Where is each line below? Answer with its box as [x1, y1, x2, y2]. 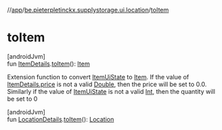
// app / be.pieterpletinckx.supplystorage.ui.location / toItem [7, 6, 169, 14]
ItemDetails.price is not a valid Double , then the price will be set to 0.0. [7, 80, 208, 88]
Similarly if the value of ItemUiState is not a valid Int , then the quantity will [7, 87, 215, 95]
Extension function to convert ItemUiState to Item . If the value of [7, 73, 190, 81]
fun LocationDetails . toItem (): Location [7, 115, 115, 123]
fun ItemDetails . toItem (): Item [7, 60, 91, 68]
